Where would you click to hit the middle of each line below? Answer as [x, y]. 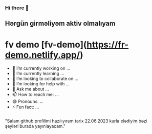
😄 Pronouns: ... [28, 101]
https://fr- [108, 45]
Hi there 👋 [17, 8]
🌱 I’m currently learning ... [38, 74]
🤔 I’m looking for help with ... [41, 84]
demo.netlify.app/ [43, 55]
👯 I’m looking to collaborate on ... [45, 79]
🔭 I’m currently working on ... [41, 68]
